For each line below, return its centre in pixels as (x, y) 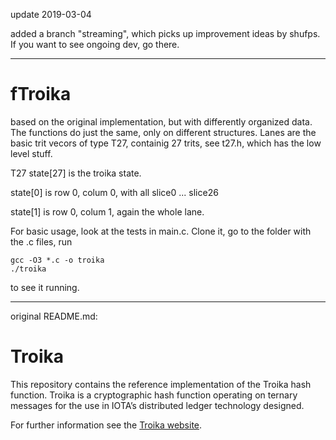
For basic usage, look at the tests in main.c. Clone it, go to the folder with (161, 231)
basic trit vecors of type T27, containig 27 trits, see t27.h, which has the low (166, 143)
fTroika (41, 94)
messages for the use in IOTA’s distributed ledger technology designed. (157, 405)
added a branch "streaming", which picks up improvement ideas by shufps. (165, 33)
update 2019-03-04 (51, 14)
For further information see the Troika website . (106, 425)
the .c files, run (41, 241)
